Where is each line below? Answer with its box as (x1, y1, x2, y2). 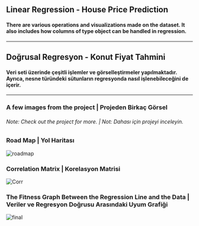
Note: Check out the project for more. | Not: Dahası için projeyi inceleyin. (6, 118, 184, 125)
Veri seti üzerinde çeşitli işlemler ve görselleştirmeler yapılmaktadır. (6, 68, 178, 76)
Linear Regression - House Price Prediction (6, 5, 169, 15)
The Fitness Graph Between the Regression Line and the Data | (6, 193, 190, 201)
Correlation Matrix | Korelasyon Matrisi (6, 164, 120, 173)
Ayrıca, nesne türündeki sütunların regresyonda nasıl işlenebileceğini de (6, 75, 189, 82)
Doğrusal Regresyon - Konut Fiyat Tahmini (6, 52, 166, 62)
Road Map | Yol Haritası (6, 136, 75, 145)
